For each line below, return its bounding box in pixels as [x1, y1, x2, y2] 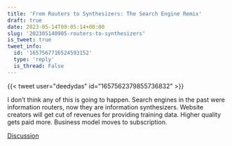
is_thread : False [13, 62, 64, 69]
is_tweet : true [7, 36, 52, 44]
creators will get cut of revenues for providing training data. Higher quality [7, 110, 221, 119]
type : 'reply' [13, 56, 55, 63]
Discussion [7, 131, 39, 140]
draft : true [7, 17, 42, 24]
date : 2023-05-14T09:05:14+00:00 [7, 23, 105, 30]
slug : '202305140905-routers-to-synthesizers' [7, 29, 146, 37]
